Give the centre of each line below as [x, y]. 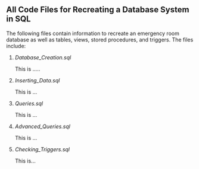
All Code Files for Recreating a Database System [98, 10]
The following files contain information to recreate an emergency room [93, 33]
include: [16, 46]
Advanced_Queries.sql [42, 126]
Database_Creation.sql [43, 57]
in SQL [18, 19]
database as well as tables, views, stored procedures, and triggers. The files [100, 39]
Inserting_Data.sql [37, 80]
